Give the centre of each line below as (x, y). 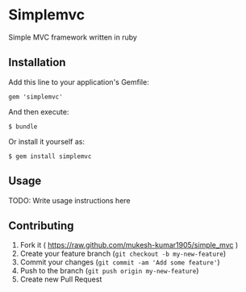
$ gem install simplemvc (50, 156)
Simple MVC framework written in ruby (73, 37)
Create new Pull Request (61, 279)
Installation (37, 63)
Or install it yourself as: (46, 141)
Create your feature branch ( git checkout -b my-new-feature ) (123, 254)
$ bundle (23, 127)
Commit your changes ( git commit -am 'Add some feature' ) (120, 262)
